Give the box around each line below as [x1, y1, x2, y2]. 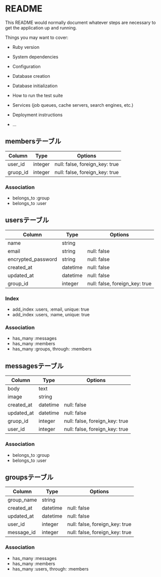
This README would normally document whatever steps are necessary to [5, 19, 156, 25]
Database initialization [12, 83, 58, 89]
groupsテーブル [5, 473, 54, 481]
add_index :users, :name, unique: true [12, 312, 90, 318]
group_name [7, 497, 37, 504]
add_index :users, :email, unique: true [12, 306, 89, 312]
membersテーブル [5, 137, 61, 146]
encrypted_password [7, 255, 57, 262]
